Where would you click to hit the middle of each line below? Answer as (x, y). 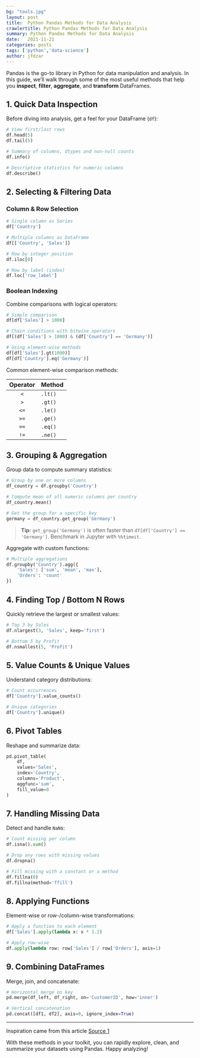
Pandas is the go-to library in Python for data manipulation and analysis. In (98, 73)
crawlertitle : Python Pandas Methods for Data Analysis (77, 28)
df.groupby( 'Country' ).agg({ (42, 564)
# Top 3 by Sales (28, 625)
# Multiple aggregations (37, 559)
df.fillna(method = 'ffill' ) (40, 883)
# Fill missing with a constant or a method (62, 871)
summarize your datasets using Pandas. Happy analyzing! (77, 1049)
